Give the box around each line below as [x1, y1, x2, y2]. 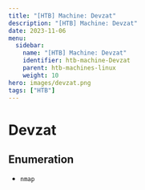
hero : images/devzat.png [8, 79, 91, 87]
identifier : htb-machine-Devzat [22, 57, 131, 65]
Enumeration [8, 152, 75, 166]
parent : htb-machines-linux [22, 64, 116, 72]
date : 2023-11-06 [8, 26, 66, 34]
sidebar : [15, 42, 45, 50]
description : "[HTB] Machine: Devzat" [8, 19, 138, 27]
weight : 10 [22, 71, 59, 79]
